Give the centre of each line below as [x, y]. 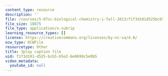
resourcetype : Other [27, 47]
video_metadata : [22, 61]
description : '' [22, 14]
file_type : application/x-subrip [40, 28]
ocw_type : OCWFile [24, 42]
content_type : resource [30, 10]
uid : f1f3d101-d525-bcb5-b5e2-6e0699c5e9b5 [51, 56]
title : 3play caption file [33, 51]
